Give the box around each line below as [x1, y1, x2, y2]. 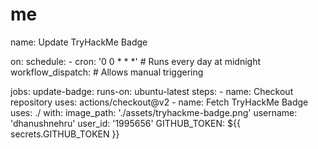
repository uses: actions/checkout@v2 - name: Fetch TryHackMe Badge [10, 96, 309, 108]
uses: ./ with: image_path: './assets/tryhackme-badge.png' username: [10, 106, 298, 118]
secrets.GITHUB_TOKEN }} [10, 128, 120, 140]
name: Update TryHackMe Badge [10, 36, 148, 48]
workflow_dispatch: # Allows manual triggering [10, 66, 204, 78]
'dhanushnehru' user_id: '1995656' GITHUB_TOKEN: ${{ [10, 117, 241, 129]
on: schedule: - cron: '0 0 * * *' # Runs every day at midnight [10, 55, 262, 67]
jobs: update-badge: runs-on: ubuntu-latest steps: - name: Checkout [10, 85, 294, 97]
